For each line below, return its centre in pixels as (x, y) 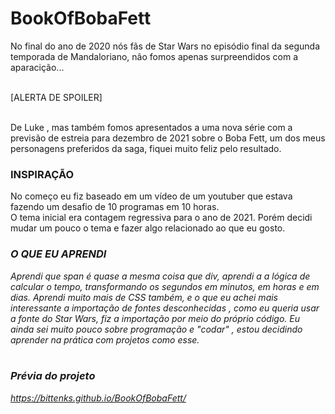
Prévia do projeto (53, 376)
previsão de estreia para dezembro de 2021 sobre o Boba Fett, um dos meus (168, 138)
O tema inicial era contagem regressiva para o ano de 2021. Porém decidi (161, 218)
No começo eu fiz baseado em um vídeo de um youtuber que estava (151, 196)
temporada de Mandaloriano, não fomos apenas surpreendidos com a (154, 56)
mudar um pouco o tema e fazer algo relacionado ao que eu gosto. (148, 228)
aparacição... (37, 67)
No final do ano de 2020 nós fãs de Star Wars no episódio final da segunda (165, 46)
